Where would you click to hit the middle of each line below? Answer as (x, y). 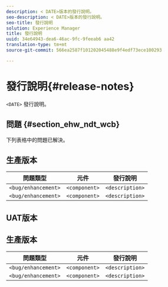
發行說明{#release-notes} (70, 86)
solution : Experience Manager (43, 28)
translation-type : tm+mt (37, 45)
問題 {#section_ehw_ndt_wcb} (63, 125)
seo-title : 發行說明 (29, 22)
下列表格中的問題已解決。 (37, 140)
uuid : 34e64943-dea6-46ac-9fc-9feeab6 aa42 (60, 39)
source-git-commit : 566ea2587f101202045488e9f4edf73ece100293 (84, 50)
